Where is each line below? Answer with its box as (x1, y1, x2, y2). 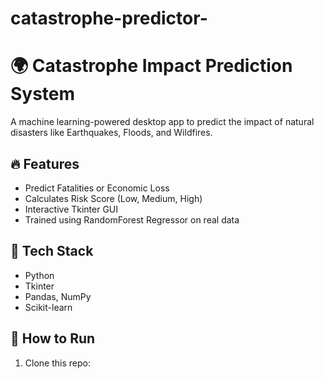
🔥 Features (10, 155, 80, 172)
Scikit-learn (24, 301, 73, 313)
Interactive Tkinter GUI (24, 203, 119, 215)
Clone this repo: (24, 357, 91, 369)
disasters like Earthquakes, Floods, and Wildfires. (10, 127, 213, 139)
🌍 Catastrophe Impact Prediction (10, 55, 293, 77)
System (10, 83, 76, 106)
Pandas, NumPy (24, 290, 92, 302)
